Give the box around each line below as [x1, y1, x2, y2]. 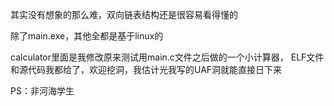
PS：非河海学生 [10, 85, 75, 97]
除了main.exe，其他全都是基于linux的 [10, 30, 164, 42]
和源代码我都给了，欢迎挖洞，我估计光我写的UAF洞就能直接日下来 [10, 64, 283, 75]
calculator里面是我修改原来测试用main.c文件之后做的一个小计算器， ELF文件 [10, 51, 325, 63]
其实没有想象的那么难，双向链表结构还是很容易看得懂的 [10, 9, 238, 20]
